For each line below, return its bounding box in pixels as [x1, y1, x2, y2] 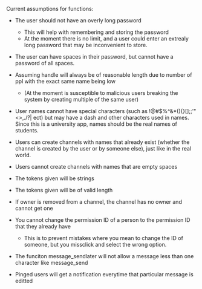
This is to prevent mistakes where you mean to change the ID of [24, 235, 183, 241]
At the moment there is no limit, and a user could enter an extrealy [24, 35, 189, 42]
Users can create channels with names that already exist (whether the [15, 138, 190, 146]
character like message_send [15, 259, 88, 266]
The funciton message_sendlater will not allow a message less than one [15, 253, 194, 259]
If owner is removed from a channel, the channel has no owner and [15, 198, 183, 205]
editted [15, 278, 33, 284]
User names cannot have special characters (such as [15, 108, 148, 114]
